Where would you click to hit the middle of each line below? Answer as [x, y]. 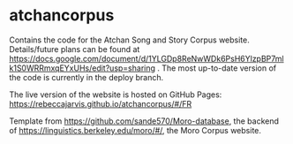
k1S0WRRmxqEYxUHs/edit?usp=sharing [83, 68]
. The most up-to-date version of [217, 68]
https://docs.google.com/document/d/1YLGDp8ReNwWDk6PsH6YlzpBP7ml [146, 58]
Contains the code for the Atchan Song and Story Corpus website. [129, 40]
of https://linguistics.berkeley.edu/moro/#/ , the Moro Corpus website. [135, 130]
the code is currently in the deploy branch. [86, 77]
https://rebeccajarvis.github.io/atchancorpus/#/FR [101, 103]
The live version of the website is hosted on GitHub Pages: [116, 95]
